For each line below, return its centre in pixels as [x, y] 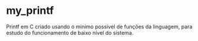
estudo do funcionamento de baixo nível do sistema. [70, 32]
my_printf [30, 11]
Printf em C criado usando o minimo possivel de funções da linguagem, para [99, 27]
